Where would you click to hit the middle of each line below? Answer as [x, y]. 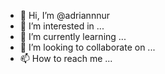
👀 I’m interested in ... [62, 26]
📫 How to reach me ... [66, 58]
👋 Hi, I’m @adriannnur [64, 15]
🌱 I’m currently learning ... [73, 36]
